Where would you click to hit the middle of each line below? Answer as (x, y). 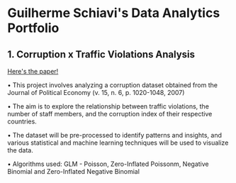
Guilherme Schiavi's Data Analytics (114, 13)
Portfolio (33, 28)
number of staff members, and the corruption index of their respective (110, 114)
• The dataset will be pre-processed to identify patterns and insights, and (114, 135)
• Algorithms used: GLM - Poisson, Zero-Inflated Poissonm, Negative (108, 164)
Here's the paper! (33, 71)
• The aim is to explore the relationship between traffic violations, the (108, 106)
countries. (22, 121)
